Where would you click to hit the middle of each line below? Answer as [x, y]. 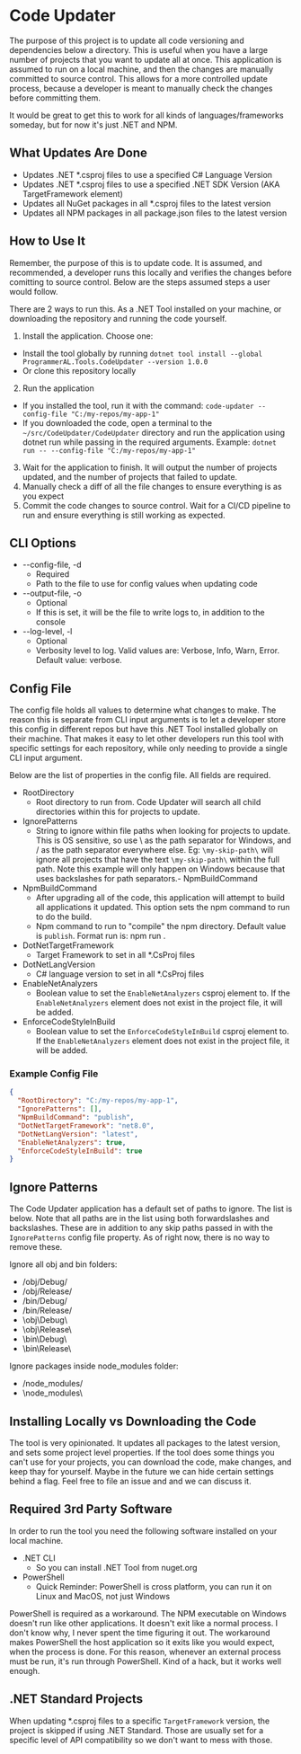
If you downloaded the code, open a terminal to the [117, 422]
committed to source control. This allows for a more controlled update [138, 78]
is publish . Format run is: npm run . [101, 936]
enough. [25, 1670]
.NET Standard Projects [76, 1699]
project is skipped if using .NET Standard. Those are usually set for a [137, 1730]
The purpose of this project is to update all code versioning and [127, 40]
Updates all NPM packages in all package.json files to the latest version [155, 213]
